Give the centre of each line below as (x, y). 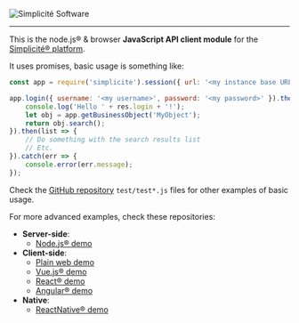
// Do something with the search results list (113, 140)
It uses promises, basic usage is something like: (97, 66)
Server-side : (46, 234)
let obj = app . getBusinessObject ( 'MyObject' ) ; (113, 115)
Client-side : (44, 253)
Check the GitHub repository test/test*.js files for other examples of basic (149, 190)
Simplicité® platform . (48, 48)
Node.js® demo (64, 243)
